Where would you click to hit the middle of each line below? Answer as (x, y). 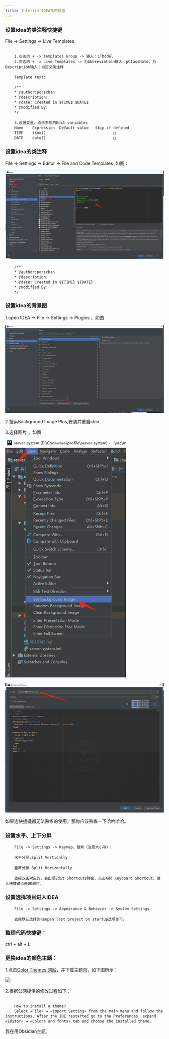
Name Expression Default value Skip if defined (72, 128)
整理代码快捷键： (26, 933)
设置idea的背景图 (26, 306)
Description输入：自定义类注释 (34, 67)
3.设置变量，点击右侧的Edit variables (51, 123)
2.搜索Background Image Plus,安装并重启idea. (53, 422)
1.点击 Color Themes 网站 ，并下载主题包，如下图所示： (62, 970)
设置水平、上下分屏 (28, 835)
